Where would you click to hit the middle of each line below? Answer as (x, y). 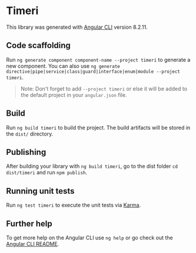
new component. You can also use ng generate (63, 66)
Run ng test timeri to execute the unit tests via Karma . (74, 205)
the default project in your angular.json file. (74, 95)
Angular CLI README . (33, 244)
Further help (29, 223)
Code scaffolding (38, 45)
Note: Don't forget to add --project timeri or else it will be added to (104, 89)
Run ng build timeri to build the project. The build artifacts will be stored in (98, 127)
